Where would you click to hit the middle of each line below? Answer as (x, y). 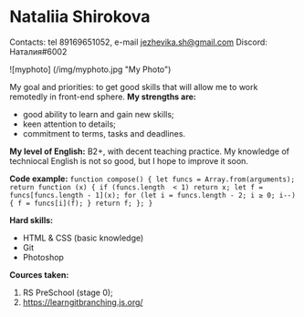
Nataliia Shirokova (80, 17)
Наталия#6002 (38, 51)
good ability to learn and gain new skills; (99, 114)
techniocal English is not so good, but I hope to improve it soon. (129, 160)
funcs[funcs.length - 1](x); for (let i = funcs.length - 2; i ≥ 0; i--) (153, 195)
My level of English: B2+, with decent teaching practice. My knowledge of (150, 151)
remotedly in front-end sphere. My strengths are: (103, 97)
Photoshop (43, 257)
